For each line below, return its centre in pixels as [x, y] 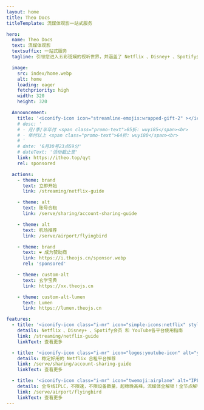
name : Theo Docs [32, 40]
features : [19, 319]
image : [20, 67]
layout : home [23, 12]
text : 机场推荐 [40, 230]
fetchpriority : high [43, 91]
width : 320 [31, 96]
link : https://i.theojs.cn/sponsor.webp [74, 258]
